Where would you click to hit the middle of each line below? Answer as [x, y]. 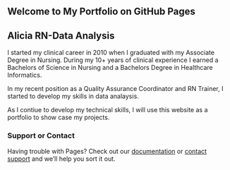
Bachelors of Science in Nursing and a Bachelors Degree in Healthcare [110, 68]
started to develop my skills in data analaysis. [73, 96]
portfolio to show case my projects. [59, 117]
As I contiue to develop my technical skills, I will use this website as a [108, 110]
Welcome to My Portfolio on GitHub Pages [102, 12]
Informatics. [25, 75]
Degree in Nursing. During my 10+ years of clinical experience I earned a [113, 60]
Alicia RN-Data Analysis [61, 36]
